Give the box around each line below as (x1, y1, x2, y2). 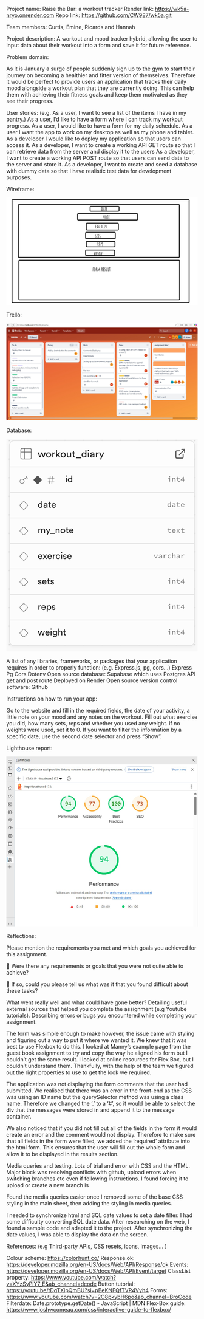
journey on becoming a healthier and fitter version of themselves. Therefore (6, 72, 196, 78)
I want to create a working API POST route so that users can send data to (6, 154, 189, 162)
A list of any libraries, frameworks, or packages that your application (6, 657, 177, 665)
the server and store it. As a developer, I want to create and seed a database (6, 161, 197, 168)
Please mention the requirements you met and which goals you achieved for (6, 944, 197, 951)
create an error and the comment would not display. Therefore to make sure (6, 1131, 196, 1138)
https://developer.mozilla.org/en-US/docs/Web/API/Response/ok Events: (6, 1261, 189, 1268)
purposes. (6, 174, 32, 181)
